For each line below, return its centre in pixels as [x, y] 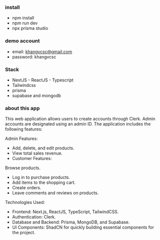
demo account [23, 41]
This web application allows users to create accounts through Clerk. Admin [80, 119]
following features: [24, 129]
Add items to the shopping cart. [44, 182]
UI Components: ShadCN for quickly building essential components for [83, 227]
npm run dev [25, 23]
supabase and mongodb [36, 95]
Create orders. [27, 188]
